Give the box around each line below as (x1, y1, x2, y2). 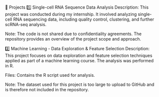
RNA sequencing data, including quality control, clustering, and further (13, 16, 154, 22)
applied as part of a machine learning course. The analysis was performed (5, 58, 154, 63)
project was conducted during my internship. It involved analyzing (5, 12, 137, 17)
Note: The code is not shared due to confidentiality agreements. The (5, 31, 142, 37)
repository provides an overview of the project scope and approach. (5, 36, 142, 42)
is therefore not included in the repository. (5, 87, 89, 92)
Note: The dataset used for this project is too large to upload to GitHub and (5, 82, 155, 87)
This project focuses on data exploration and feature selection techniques (5, 53, 153, 58)
